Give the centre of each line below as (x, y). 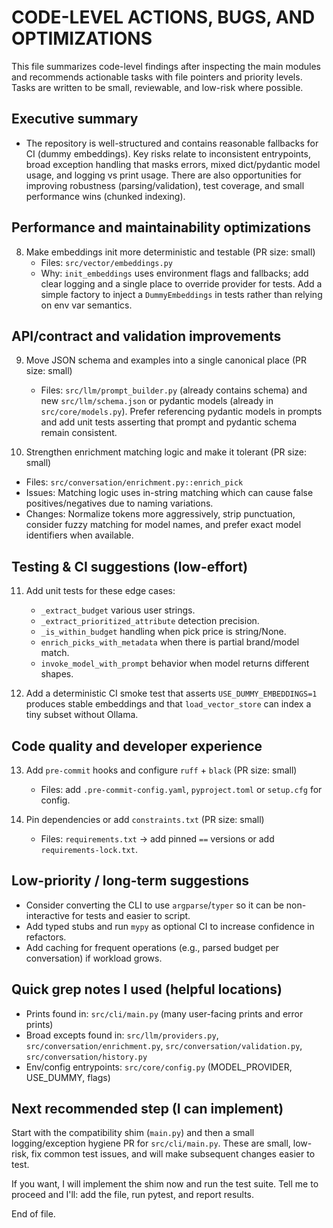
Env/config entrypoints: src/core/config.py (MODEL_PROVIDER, (159, 1067)
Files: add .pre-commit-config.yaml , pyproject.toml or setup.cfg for (181, 789)
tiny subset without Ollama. (82, 715)
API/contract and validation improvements (146, 336)
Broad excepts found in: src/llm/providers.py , (122, 1035)
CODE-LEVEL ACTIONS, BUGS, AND (163, 17)
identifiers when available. (79, 535)
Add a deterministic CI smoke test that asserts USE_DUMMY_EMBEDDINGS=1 (171, 693)
